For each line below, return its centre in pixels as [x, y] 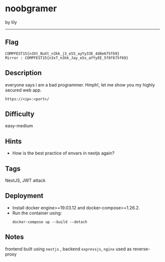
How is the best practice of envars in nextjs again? [63, 153]
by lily [11, 22]
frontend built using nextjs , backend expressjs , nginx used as [68, 249]
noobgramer [31, 9]
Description [23, 73]
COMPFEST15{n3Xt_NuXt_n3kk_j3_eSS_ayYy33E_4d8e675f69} [62, 54]
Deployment [24, 196]
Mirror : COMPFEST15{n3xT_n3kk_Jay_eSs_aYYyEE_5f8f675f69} [67, 58]
